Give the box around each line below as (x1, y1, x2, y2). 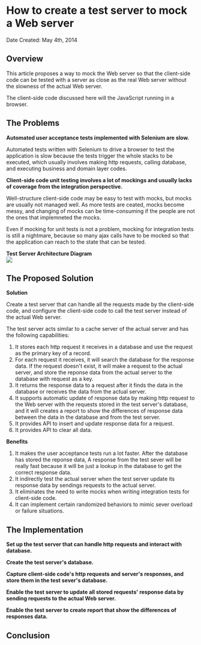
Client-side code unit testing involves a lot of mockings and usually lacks (6, 176, 193, 184)
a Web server (6, 16, 74, 30)
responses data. (6, 613, 48, 620)
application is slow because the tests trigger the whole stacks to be (6, 152, 173, 159)
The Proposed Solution (6, 273, 94, 283)
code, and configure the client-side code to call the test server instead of (6, 307, 187, 315)
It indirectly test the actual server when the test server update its (14, 475, 175, 483)
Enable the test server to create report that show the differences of (6, 606, 177, 614)
